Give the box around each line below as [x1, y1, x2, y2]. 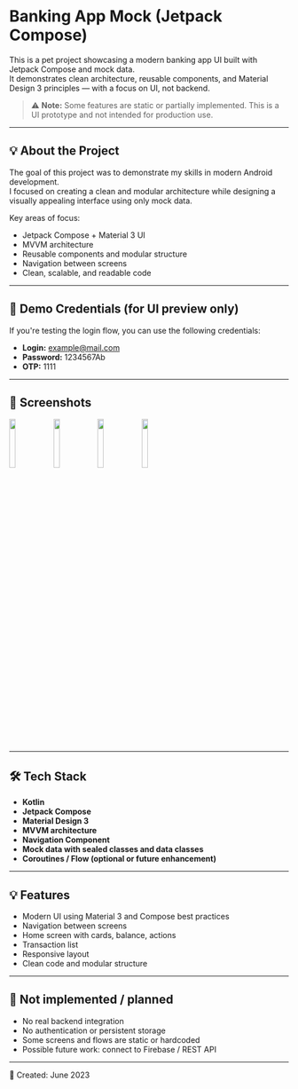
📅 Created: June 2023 [9, 1069, 90, 1080]
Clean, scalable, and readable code [21, 267, 153, 278]
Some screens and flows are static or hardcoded [21, 1034, 200, 1045]
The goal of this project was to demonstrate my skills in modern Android [9, 167, 273, 178]
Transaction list [21, 939, 79, 950]
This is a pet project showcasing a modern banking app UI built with [9, 54, 258, 65]
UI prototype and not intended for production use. [30, 109, 214, 120]
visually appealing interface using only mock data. [9, 195, 192, 206]
